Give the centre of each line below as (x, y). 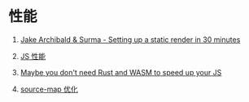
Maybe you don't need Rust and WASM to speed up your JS (121, 72)
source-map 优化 (49, 89)
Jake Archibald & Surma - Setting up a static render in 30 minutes (130, 39)
